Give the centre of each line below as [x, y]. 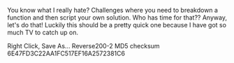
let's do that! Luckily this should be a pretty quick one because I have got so [117, 25]
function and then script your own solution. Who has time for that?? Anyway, [117, 17]
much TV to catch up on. [43, 32]
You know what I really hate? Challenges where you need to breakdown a [113, 10]
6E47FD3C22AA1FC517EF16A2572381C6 [66, 53]
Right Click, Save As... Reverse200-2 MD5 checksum [83, 46]
